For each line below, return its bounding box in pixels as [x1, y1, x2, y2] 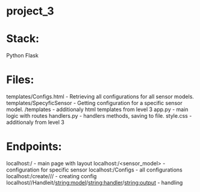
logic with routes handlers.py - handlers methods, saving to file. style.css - [6, 112, 192, 120]
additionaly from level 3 [6, 119, 64, 126]
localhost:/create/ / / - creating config [6, 173, 97, 179]
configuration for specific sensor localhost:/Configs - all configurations [6, 166, 183, 173]
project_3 [6, 4, 54, 18]
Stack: [6, 32, 40, 46]
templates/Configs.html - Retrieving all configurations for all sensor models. [6, 93, 195, 100]
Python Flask [6, 52, 39, 59]
